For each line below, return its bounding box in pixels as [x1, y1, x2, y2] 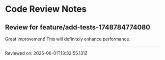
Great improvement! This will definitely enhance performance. [5, 36, 131, 42]
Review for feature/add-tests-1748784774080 [5, 23, 151, 31]
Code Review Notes [5, 3, 87, 15]
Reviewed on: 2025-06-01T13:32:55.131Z [5, 50, 88, 56]
